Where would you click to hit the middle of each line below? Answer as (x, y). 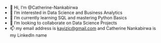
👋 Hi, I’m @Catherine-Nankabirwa (44, 7)
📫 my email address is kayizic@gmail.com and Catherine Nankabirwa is (83, 28)
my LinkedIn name (28, 35)
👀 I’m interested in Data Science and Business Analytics (66, 13)
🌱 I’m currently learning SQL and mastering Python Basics (68, 18)
